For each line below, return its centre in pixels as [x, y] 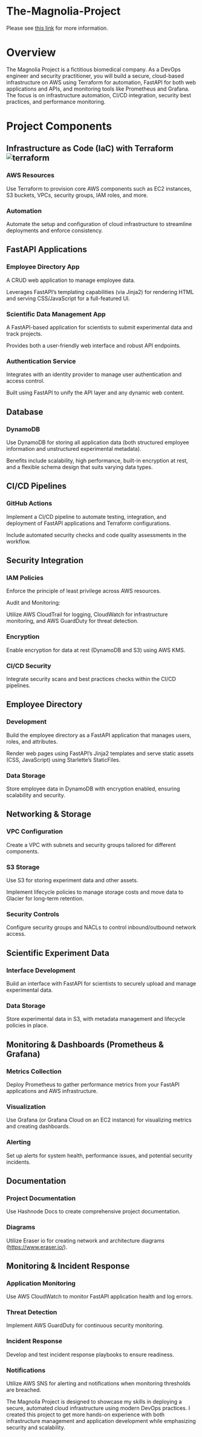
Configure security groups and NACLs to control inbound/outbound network [101, 927]
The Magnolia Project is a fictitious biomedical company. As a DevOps [94, 69]
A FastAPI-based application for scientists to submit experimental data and [99, 328]
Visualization [26, 1106]
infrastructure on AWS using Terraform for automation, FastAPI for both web [101, 82]
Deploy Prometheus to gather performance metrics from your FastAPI [93, 1084]
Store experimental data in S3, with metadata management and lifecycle [96, 1019]
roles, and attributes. [32, 741]
